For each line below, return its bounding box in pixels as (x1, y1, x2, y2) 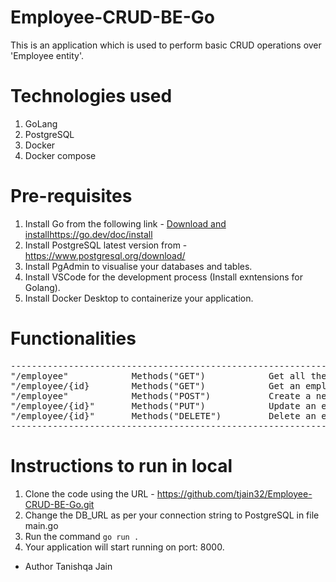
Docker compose (24, 149, 97, 161)
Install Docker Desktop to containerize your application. (24, 292, 254, 304)
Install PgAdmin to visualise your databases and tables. (24, 260, 253, 272)
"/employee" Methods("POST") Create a (10, 390, 312, 401)
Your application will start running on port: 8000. (24, 541, 225, 553)
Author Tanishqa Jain (24, 560, 113, 572)
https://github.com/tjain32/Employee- (156, 487, 313, 500)
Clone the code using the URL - (24, 487, 155, 500)
